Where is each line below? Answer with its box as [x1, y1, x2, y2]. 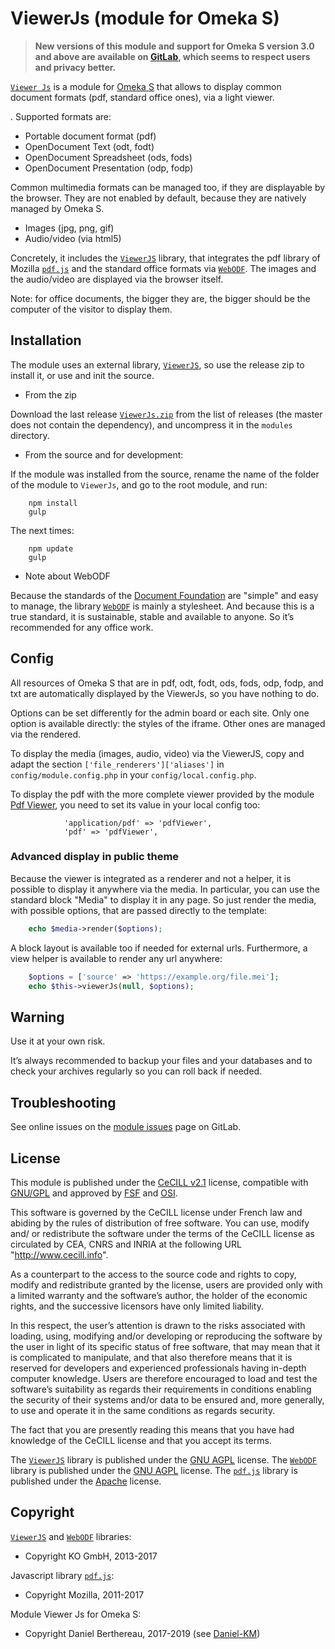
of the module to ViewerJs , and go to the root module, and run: [10, 478, 268, 491]
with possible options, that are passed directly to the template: [10, 904, 268, 916]
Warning [10, 1008, 65, 1026]
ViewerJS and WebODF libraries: [10, 1530, 132, 1542]
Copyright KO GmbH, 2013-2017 [24, 1550, 158, 1562]
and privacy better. [34, 61, 117, 73]
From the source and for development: [24, 448, 184, 461]
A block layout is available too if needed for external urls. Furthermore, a [10, 942, 308, 954]
